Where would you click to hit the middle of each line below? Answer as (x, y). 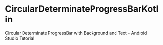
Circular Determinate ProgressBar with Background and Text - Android (76, 33)
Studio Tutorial (20, 38)
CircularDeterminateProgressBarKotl (82, 9)
